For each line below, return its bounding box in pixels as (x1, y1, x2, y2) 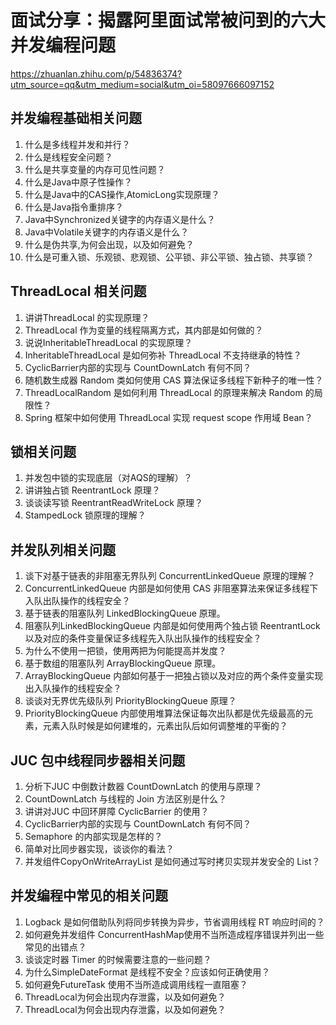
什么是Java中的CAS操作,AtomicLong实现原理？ (24, 188, 220, 200)
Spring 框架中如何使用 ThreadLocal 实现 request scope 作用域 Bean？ (24, 411, 313, 423)
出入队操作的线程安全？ (24, 682, 122, 695)
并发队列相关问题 (10, 541, 116, 558)
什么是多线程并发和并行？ (24, 138, 131, 150)
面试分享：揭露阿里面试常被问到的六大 (10, 9, 327, 32)
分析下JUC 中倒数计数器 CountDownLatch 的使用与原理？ (24, 781, 263, 792)
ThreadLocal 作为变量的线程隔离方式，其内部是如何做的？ (24, 324, 264, 336)
